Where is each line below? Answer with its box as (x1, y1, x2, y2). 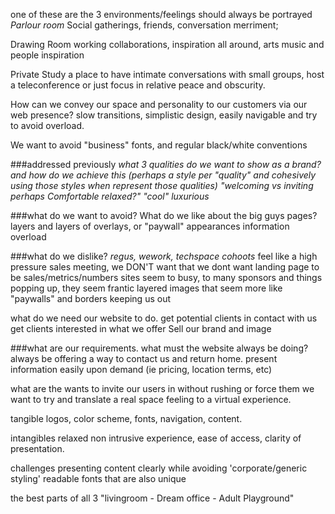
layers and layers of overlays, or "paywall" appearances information (10, 220, 290, 232)
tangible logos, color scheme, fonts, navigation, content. (10, 413, 243, 424)
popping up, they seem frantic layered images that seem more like (10, 282, 283, 294)
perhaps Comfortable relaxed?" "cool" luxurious (10, 190, 210, 202)
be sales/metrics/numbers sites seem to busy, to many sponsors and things (10, 272, 323, 283)
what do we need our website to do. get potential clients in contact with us (10, 312, 318, 324)
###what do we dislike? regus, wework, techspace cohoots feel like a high (10, 250, 318, 262)
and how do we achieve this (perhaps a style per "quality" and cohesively (10, 169, 317, 181)
